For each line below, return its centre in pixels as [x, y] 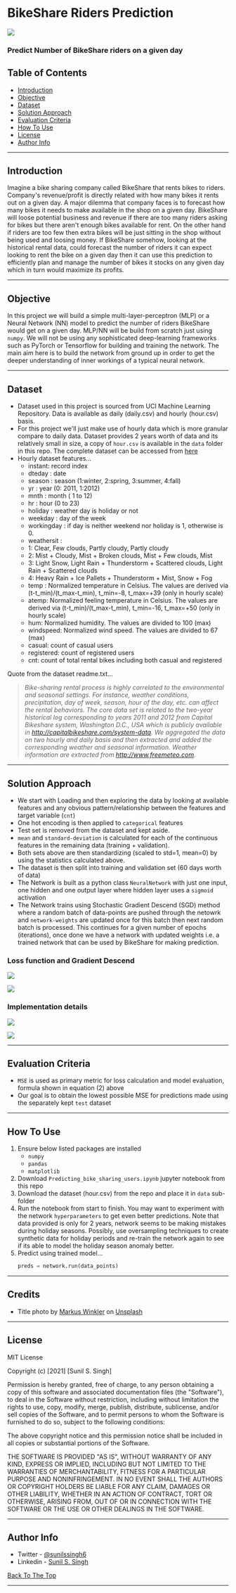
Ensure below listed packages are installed [79, 1149]
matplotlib [44, 1172]
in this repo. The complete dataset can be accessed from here [107, 451]
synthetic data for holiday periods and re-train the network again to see [121, 1239]
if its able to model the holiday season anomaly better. [96, 1246]
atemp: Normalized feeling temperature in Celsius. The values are [123, 601]
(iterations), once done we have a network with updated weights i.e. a [118, 935]
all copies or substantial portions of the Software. [78, 1442]
